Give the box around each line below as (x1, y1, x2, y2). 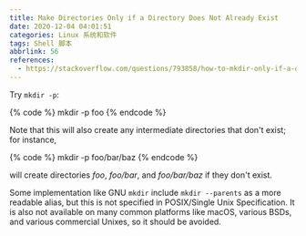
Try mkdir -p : (9, 88, 59, 100)
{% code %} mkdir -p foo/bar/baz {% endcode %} (9, 151, 199, 162)
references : (9, 56, 55, 65)
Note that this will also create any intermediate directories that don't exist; (9, 124, 287, 135)
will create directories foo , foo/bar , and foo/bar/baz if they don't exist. (9, 169, 273, 180)
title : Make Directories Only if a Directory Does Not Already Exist (9, 13, 280, 23)
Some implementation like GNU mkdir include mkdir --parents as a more (9, 187, 281, 198)
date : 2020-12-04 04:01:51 (9, 22, 112, 31)
